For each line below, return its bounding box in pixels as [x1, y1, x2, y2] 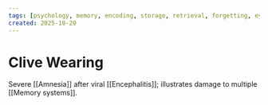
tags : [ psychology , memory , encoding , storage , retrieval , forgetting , [8, 11, 251, 20]
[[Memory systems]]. [8, 88, 78, 98]
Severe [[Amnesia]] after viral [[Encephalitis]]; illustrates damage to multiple [8, 80, 258, 89]
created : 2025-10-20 [8, 19, 77, 27]
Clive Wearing [8, 53, 104, 72]
